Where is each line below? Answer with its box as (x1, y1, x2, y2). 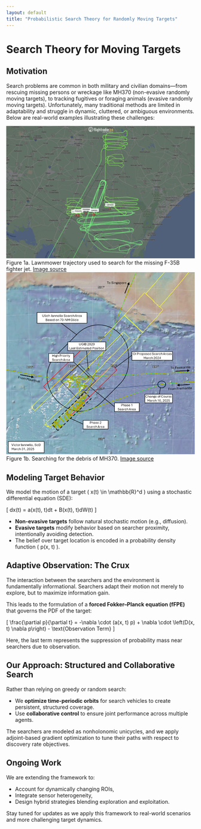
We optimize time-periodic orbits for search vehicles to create (14, 697, 171, 704)
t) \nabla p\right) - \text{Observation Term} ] (6, 625, 115, 632)
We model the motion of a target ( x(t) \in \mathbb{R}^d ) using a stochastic (6, 488, 193, 496)
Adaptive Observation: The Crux (6, 560, 130, 571)
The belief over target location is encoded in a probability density (14, 537, 176, 544)
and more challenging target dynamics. (6, 816, 103, 823)
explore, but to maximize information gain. (6, 589, 110, 596)
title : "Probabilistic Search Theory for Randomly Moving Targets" (6, 16, 178, 22)
